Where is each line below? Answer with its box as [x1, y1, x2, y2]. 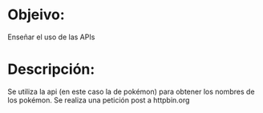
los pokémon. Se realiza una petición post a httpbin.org [7, 95, 190, 105]
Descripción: [7, 60, 95, 79]
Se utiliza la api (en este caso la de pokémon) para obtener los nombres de [7, 87, 255, 96]
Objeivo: [7, 6, 65, 24]
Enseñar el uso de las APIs [7, 32, 95, 42]
